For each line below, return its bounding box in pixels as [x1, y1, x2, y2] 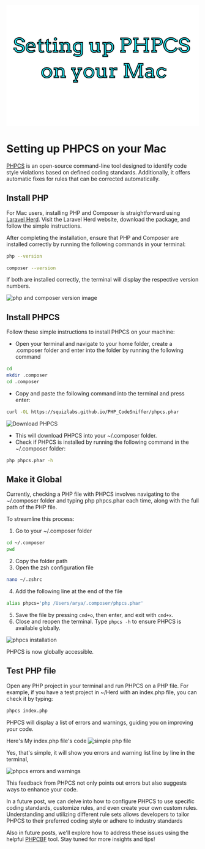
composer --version [6, 265, 56, 271]
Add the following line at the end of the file [15, 588, 123, 595]
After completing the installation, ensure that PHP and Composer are [6, 234, 179, 241]
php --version [6, 253, 43, 259]
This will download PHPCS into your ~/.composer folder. [15, 432, 157, 439]
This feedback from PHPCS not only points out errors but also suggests [6, 779, 187, 787]
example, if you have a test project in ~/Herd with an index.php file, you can [6, 688, 197, 696]
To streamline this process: [6, 515, 75, 523]
